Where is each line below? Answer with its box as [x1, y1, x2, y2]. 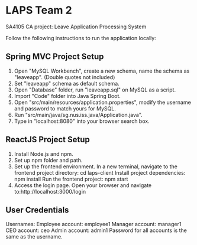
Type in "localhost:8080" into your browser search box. [14, 117, 150, 125]
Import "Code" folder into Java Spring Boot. [14, 92, 121, 99]
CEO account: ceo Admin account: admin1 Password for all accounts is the [5, 227, 188, 234]
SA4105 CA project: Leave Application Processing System [5, 23, 147, 30]
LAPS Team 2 [5, 4, 72, 17]
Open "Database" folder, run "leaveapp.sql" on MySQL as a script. [14, 86, 176, 93]
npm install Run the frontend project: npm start [14, 175, 128, 182]
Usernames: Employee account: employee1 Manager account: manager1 [5, 221, 182, 228]
